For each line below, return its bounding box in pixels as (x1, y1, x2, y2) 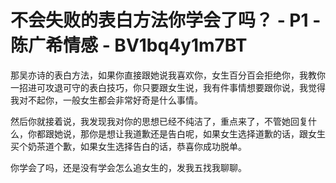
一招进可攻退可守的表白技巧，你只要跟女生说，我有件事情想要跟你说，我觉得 (10, 81, 326, 93)
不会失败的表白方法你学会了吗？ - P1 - (10, 9, 322, 32)
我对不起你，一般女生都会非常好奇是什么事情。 (10, 94, 203, 106)
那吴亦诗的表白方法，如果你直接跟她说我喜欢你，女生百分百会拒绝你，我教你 (10, 69, 326, 81)
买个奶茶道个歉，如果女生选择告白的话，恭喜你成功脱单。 (10, 140, 247, 152)
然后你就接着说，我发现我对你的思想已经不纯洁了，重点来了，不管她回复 (10, 115, 308, 127)
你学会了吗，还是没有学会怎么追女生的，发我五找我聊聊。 (10, 161, 247, 173)
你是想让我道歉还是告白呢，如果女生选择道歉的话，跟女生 (88, 127, 326, 140)
